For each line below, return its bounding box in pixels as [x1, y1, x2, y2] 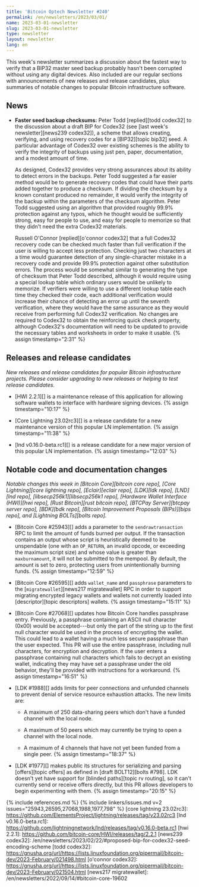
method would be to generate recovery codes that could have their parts [14, 178, 193, 186]
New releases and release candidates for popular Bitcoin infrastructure [6, 368, 181, 375]
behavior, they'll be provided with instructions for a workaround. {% [14, 667, 181, 674]
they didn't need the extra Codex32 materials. [14, 222, 128, 230]
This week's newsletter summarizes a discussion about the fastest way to [6, 58, 187, 65]
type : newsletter [6, 31, 49, 37]
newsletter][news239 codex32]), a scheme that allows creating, [14, 129, 172, 136]
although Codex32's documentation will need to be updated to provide [14, 322, 188, 330]
